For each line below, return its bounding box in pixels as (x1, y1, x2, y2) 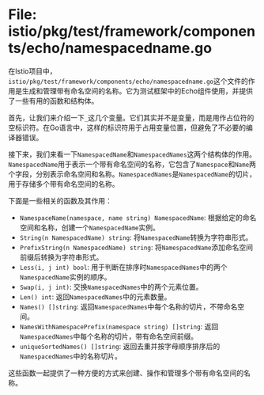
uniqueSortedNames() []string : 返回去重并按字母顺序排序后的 (19, 341, 221, 351)
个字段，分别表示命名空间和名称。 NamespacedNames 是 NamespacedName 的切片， (8, 169, 257, 179)
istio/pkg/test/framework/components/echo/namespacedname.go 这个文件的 (8, 76, 249, 85)
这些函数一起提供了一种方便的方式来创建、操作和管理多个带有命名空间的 (8, 368, 243, 378)
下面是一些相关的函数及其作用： (8, 196, 112, 205)
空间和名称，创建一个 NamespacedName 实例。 (19, 222, 160, 232)
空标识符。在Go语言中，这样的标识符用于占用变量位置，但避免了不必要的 (8, 123, 247, 132)
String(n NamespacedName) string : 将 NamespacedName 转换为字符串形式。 (19, 232, 253, 242)
